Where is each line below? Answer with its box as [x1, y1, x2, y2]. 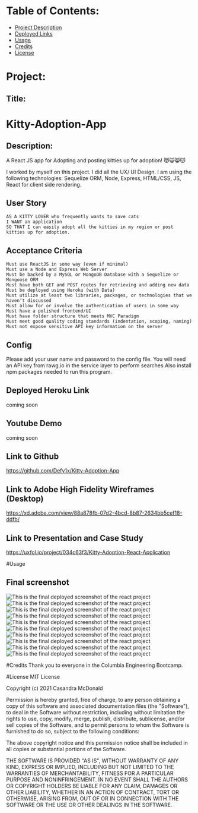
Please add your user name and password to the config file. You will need [6, 355, 186, 363]
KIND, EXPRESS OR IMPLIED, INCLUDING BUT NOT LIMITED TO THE [6, 763, 174, 770]
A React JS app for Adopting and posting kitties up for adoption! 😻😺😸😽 [6, 156, 186, 164]
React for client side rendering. [6, 181, 82, 188]
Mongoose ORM [6, 277, 39, 283]
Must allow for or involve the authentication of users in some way [6, 303, 179, 309]
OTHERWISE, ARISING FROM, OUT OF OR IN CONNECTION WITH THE [6, 795, 179, 802]
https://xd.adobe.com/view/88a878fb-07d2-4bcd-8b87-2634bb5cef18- [6, 509, 183, 516]
